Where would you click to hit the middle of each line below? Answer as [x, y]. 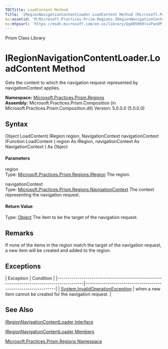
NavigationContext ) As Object [36, 146]
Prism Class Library [25, 38]
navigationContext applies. [33, 88]
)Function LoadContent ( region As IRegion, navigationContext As [72, 141]
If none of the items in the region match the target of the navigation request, [83, 245]
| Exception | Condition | [30, 278]
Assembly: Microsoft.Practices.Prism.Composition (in [60, 103]
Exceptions [23, 266]
